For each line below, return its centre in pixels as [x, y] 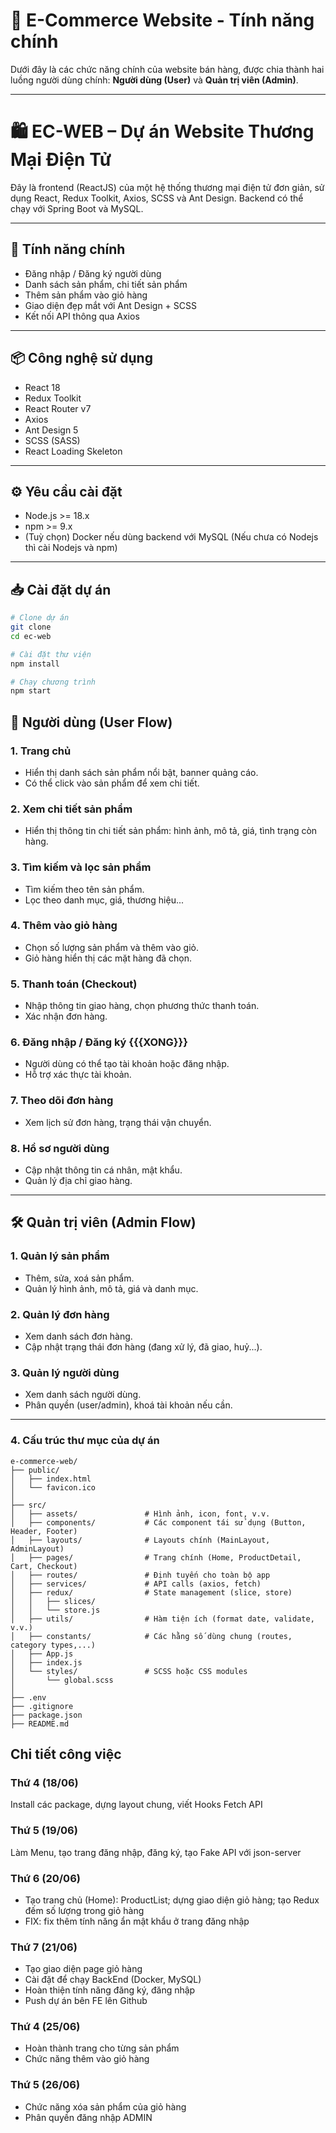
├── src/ [28, 1505]
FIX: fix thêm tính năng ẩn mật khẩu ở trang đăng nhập [137, 1921]
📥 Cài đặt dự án [61, 589]
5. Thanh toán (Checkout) [74, 984]
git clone [31, 627]
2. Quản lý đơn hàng [60, 1314]
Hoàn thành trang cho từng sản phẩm [102, 2048]
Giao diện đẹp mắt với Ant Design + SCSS [110, 305]
